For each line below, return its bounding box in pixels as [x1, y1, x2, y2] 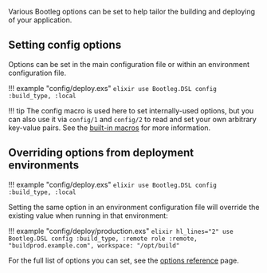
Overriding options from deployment [8, 146, 194, 160]
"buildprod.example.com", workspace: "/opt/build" [8, 241, 180, 250]
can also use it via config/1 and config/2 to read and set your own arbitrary [8, 114, 257, 124]
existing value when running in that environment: [8, 211, 169, 220]
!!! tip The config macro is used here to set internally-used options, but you [8, 105, 254, 115]
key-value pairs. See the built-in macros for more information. [8, 123, 211, 133]
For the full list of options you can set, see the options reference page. [8, 255, 239, 265]
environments [8, 159, 80, 172]
